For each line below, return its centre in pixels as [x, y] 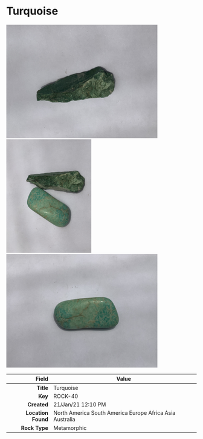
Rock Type [34, 427]
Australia [64, 420]
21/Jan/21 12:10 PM [80, 404]
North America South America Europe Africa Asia [114, 413]
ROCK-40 [66, 396]
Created [38, 404]
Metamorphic [70, 427]
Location [37, 413]
